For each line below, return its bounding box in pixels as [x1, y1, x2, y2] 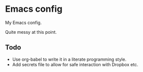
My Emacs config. [5, 20, 42, 25]
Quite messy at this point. [5, 29, 57, 35]
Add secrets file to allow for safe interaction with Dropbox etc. [12, 61, 139, 67]
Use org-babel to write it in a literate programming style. [12, 56, 127, 62]
